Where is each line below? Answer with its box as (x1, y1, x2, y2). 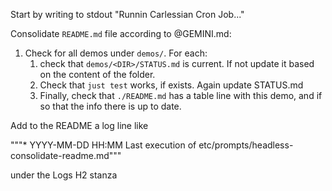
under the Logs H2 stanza (10, 169, 118, 181)
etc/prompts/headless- (198, 139, 294, 151)
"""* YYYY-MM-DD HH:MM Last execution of (10, 139, 197, 151)
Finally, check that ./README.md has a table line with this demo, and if (39, 90, 323, 101)
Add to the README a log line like (10, 120, 149, 131)
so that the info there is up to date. (39, 100, 182, 112)
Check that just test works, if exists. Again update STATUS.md (39, 79, 304, 91)
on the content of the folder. (39, 69, 156, 80)
